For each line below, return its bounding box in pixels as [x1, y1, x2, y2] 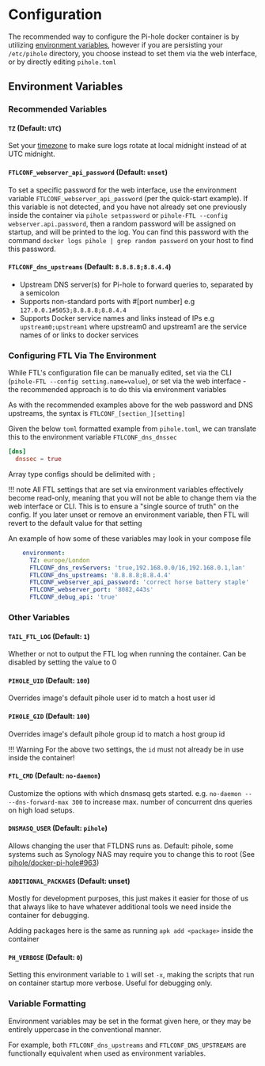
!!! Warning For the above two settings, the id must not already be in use [8, 744, 244, 754]
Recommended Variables [8, 104, 108, 115]
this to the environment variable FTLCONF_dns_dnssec [8, 432, 177, 442]
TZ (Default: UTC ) [8, 123, 62, 132]
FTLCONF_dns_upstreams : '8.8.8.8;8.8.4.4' [28, 571, 172, 579]
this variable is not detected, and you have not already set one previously [8, 202, 247, 211]
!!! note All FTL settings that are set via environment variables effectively [8, 485, 244, 494]
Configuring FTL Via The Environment [8, 350, 157, 361]
